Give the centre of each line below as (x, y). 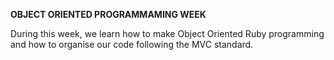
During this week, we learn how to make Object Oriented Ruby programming (167, 33)
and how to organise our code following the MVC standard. (132, 44)
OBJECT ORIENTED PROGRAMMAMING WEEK (108, 14)
